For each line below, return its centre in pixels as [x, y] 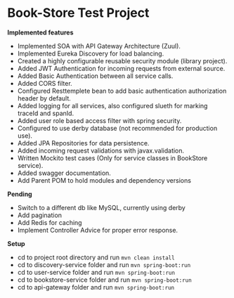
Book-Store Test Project [78, 13]
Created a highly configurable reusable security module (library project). [122, 60]
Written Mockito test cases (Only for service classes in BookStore [112, 158]
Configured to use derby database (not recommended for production [117, 128]
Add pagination [39, 215]
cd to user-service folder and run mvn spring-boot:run [96, 272]
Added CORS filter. [45, 83]
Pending [20, 194]
